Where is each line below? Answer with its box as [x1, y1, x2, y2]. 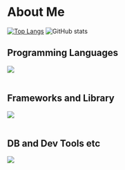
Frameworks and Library [7, 93, 115, 104]
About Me [7, 4, 65, 20]
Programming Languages [7, 47, 119, 59]
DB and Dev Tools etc [7, 138, 101, 149]
